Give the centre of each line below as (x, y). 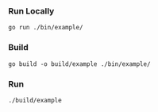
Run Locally (31, 11)
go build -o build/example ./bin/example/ (79, 64)
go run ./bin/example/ (46, 28)
